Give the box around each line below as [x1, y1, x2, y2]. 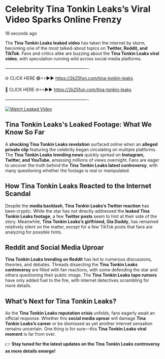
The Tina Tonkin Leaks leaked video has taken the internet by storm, [5, 40, 146, 45]
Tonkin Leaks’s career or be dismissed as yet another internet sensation [5, 320, 153, 327]
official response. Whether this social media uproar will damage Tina [5, 315, 146, 321]
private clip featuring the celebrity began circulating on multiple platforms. [5, 146, 157, 152]
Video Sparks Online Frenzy [5, 14, 122, 25]
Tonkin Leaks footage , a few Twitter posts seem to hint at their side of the [5, 213, 157, 219]
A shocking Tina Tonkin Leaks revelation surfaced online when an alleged [5, 141, 158, 147]
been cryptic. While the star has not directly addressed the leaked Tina [5, 208, 150, 214]
